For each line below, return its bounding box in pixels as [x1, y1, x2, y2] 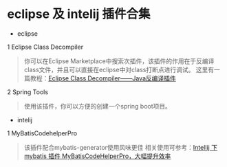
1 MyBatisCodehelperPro [7, 129, 78, 137]
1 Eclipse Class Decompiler [7, 43, 84, 51]
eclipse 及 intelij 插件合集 [7, 6, 151, 22]
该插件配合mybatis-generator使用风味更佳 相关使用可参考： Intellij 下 [23, 143, 218, 151]
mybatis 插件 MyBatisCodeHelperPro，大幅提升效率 [23, 152, 171, 160]
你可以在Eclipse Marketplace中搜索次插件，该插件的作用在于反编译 [23, 56, 215, 65]
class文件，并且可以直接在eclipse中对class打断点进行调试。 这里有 [23, 65, 215, 74]
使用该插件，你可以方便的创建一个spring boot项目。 [23, 102, 172, 110]
